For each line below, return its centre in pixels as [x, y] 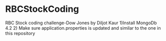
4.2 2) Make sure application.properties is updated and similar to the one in [83, 28]
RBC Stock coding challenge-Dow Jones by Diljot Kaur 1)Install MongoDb [81, 23]
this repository [20, 33]
